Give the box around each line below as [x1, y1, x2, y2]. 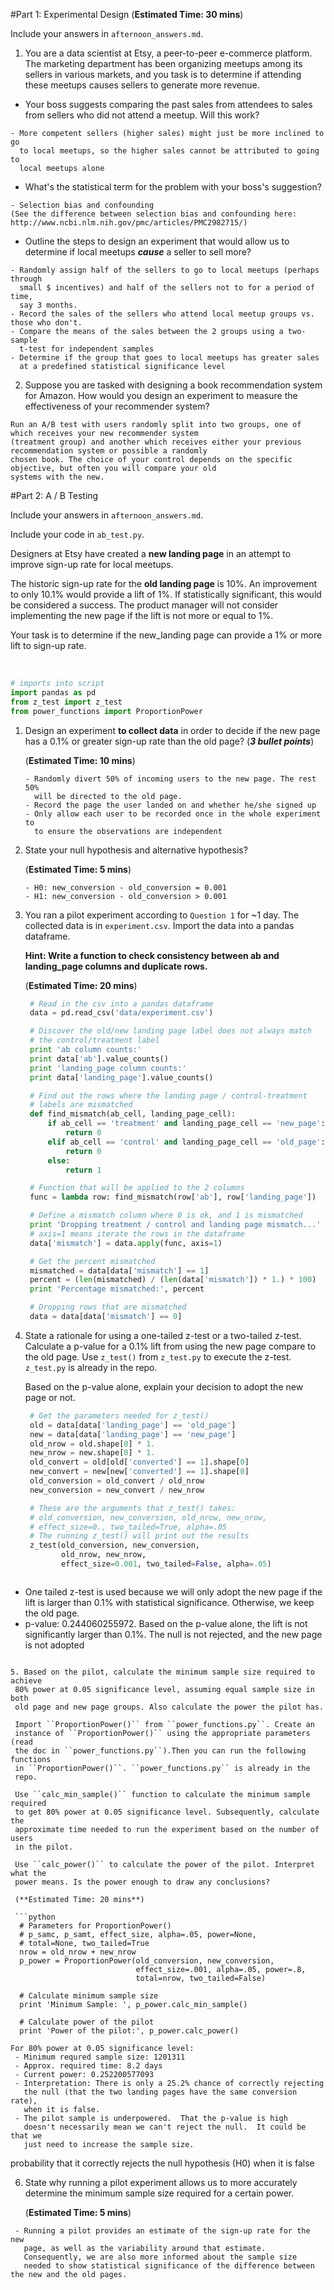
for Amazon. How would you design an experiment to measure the [24, 390, 298, 401]
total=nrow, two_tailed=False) [135, 1973, 267, 1983]
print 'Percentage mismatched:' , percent [29, 1284, 205, 1294]
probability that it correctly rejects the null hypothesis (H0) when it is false [10, 2157, 315, 2169]
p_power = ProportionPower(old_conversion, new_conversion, [19, 1955, 275, 1966]
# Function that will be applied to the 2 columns [29, 1183, 245, 1193]
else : [47, 1155, 71, 1166]
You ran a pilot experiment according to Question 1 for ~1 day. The [24, 909, 300, 921]
